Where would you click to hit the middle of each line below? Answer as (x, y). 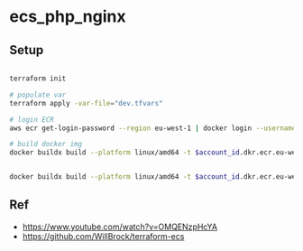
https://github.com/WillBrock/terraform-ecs (103, 236)
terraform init (38, 79)
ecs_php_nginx (68, 17)
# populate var (38, 95)
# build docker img (46, 144)
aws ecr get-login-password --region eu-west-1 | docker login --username (153, 128)
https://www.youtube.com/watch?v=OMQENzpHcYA (120, 227)
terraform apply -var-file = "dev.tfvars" (87, 103)
